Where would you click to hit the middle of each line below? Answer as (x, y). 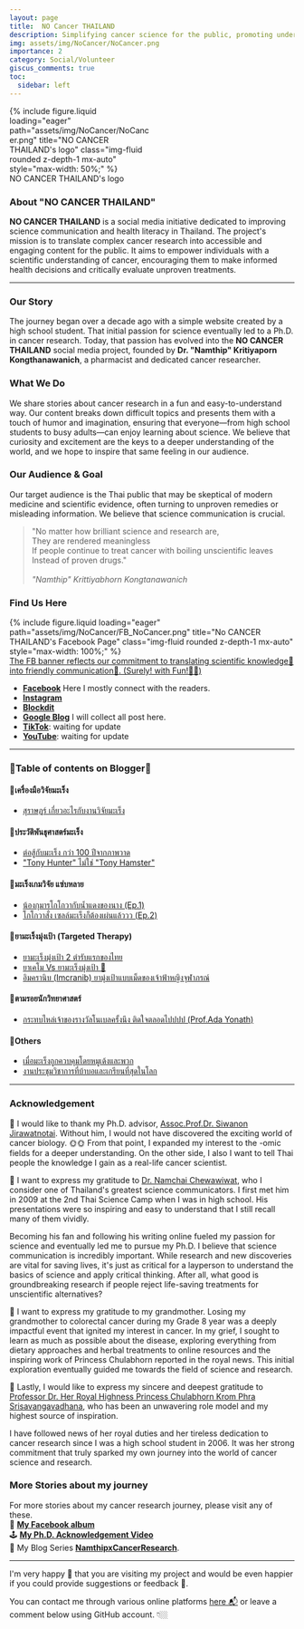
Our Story (31, 302)
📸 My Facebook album (52, 1524)
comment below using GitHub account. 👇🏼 (89, 1615)
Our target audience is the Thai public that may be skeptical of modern (141, 494)
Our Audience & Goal (56, 475)
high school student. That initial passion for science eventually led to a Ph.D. (152, 331)
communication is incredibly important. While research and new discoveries (151, 1255)
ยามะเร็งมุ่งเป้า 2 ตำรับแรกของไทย (73, 957)
